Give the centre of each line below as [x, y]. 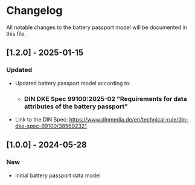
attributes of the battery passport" [76, 106]
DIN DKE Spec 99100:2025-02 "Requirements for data [105, 99]
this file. [16, 33]
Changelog [34, 11]
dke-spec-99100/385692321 [51, 126]
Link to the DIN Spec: [41, 119]
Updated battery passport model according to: [73, 83]
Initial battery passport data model [58, 175]
